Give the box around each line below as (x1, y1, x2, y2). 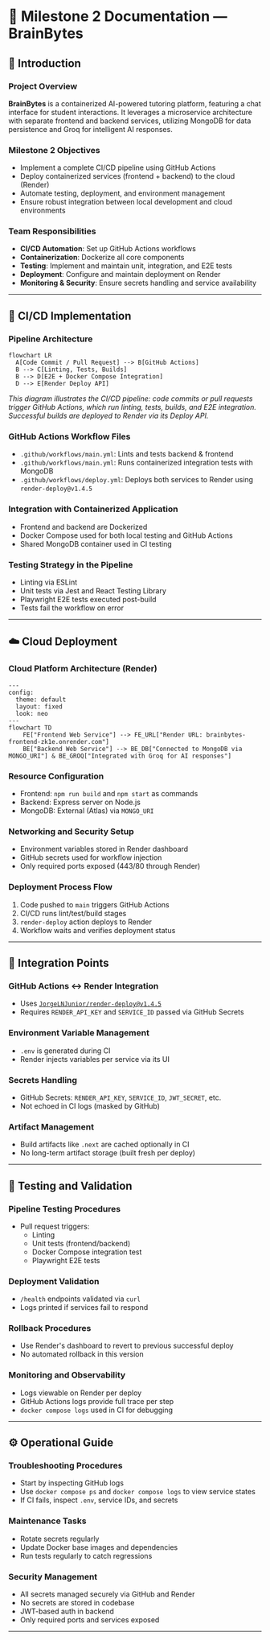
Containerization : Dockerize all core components (19, 253, 185, 262)
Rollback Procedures (8, 1323, 92, 1334)
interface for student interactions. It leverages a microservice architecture (8, 107, 253, 117)
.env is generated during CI (19, 1046, 111, 1055)
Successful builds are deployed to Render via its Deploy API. (8, 411, 209, 421)
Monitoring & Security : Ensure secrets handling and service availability (19, 278, 257, 288)
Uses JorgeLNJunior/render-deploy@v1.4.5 (19, 998, 162, 1009)
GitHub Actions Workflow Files (8, 431, 131, 442)
